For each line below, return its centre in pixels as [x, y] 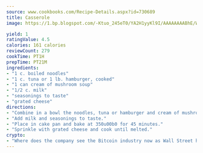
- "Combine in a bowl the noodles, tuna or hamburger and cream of [93, 112]
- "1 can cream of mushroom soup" [50, 85]
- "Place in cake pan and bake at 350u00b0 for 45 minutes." [85, 124]
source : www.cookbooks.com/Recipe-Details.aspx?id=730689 [81, 12]
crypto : [16, 135]
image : [14, 23]
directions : [21, 107]
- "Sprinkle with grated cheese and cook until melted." [79, 130]
